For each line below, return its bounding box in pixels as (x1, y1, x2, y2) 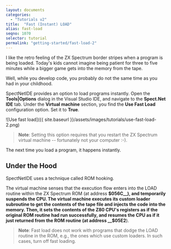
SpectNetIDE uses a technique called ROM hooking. (6, 175, 115, 181)
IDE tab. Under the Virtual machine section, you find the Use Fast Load (6, 101, 156, 107)
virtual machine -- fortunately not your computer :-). (18, 137, 127, 143)
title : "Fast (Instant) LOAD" (6, 21, 72, 27)
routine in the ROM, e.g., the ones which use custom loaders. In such (18, 232, 163, 239)
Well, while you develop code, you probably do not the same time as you (6, 75, 158, 81)
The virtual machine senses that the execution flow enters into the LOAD (6, 185, 157, 191)
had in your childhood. (6, 80, 53, 86)
